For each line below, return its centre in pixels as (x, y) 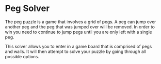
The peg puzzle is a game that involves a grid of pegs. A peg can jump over (80, 22)
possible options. (22, 56)
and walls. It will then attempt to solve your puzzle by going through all (76, 51)
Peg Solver (27, 8)
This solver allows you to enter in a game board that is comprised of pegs (79, 46)
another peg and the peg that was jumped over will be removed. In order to (80, 26)
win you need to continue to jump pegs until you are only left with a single (79, 32)
